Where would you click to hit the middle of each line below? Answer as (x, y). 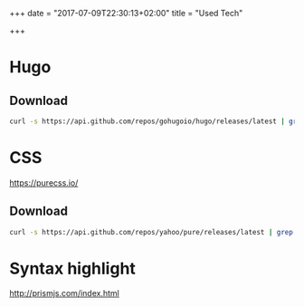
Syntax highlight (72, 269)
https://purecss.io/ (44, 182)
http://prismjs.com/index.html (64, 293)
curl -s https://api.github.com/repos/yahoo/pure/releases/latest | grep (152, 232)
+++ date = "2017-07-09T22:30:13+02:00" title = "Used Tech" (126, 13)
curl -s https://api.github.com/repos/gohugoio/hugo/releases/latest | (147, 121)
